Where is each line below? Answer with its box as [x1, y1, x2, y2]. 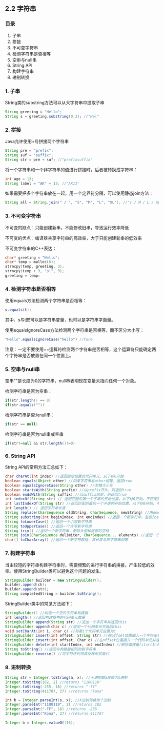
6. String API [5, 452, 36, 459]
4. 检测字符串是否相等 [5, 285, 56, 292]
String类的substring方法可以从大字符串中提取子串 [5, 100, 105, 105]
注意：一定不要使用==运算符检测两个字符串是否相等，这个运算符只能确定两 [5, 346, 156, 352]
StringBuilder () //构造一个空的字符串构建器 [5, 610, 88, 616]
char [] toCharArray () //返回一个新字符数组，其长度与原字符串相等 [5, 537, 128, 543]
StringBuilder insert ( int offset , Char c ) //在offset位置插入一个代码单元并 [5, 638, 156, 643]
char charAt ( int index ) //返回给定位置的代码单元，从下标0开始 [5, 474, 124, 479]
